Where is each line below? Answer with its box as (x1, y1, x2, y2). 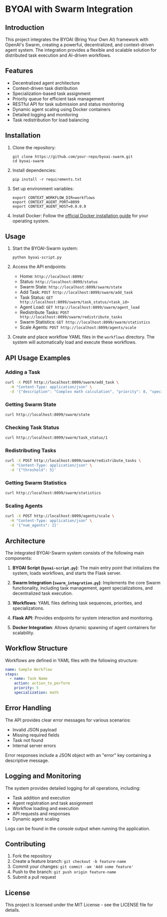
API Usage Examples (5, 354, 71, 362)
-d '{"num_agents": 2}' (9, 523, 59, 528)
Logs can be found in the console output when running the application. (5, 825, 151, 831)
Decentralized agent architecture (12, 80, 80, 86)
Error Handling (5, 704, 51, 712)
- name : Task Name (9, 676, 48, 681)
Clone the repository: (12, 144, 56, 150)
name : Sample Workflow (5, 667, 52, 672)
